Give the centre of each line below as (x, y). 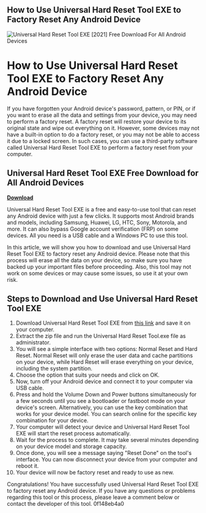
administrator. (33, 342)
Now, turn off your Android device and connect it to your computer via (104, 382)
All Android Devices (46, 183)
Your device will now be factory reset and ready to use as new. (95, 473)
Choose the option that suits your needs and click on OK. (87, 375)
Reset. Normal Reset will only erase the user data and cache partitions (104, 356)
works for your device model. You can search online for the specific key (106, 414)
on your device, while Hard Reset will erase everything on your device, (105, 362)
